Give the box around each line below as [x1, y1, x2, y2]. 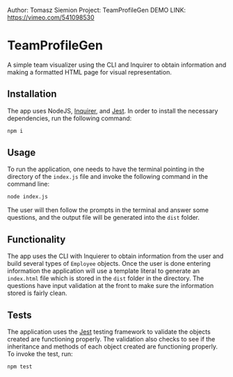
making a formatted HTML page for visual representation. [7, 67, 172, 76]
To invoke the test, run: [7, 349, 73, 358]
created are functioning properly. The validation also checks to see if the [7, 335, 216, 343]
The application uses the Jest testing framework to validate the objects [7, 327, 211, 336]
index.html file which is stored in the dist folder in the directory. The [7, 274, 204, 282]
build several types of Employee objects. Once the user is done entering [7, 259, 211, 268]
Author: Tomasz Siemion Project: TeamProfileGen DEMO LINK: [7, 6, 186, 14]
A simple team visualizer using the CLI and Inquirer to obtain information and [7, 61, 227, 69]
